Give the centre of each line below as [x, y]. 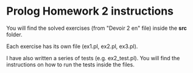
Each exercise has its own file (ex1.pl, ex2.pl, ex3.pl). [72, 46]
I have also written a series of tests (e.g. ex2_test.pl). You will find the [93, 58]
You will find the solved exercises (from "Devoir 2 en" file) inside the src [96, 28]
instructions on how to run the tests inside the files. [71, 64]
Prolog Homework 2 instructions [90, 11]
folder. [14, 34]
